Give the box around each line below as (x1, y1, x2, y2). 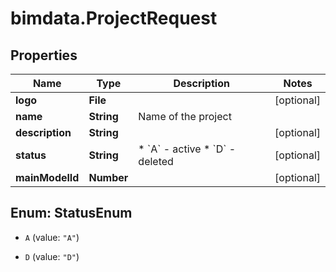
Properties (10, 47, 78, 64)
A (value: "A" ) (24, 231, 80, 243)
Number (88, 171, 129, 184)
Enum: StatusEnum (10, 205, 133, 222)
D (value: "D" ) (24, 250, 80, 262)
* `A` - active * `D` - (138, 142, 237, 156)
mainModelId (15, 171, 80, 184)
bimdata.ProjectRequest (10, 7, 218, 30)
